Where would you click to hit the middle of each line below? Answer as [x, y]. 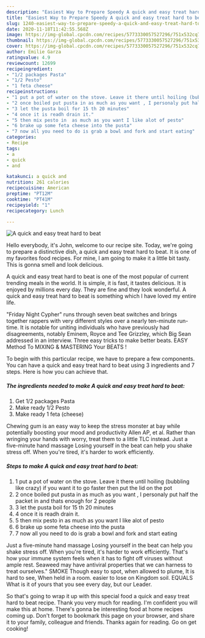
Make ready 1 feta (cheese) [49, 414]
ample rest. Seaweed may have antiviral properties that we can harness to [99, 565]
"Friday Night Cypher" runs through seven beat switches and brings [92, 314]
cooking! [17, 629]
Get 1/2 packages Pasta [45, 401]
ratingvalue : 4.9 [28, 57]
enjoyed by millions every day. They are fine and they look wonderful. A [96, 290]
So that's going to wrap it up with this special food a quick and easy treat [98, 596]
